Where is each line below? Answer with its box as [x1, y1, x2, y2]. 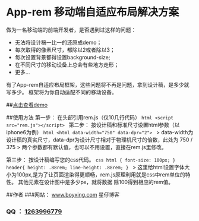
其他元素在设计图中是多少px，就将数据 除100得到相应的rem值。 [17, 178, 174, 185]
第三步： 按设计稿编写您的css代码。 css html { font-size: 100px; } [6, 156, 176, 163]
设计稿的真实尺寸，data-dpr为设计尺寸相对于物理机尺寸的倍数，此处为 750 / [6, 136, 193, 143]
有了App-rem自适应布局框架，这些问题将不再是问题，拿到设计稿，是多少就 [6, 81, 189, 88]
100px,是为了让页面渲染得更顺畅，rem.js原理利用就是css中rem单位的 [16, 171, 185, 178]
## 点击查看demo [6, 101, 48, 108]
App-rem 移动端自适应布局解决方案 [6, 5, 179, 19]
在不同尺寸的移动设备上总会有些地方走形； [14, 61, 119, 68]
